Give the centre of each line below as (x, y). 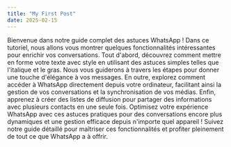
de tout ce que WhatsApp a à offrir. (57, 136)
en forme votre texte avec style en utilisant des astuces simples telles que (113, 62)
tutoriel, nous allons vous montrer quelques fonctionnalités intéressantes (111, 47)
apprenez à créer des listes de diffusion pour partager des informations (110, 99)
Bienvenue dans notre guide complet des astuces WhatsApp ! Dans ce (108, 40)
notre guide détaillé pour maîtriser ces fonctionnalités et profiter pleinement (115, 129)
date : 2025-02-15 (32, 20)
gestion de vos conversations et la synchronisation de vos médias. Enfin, (112, 92)
